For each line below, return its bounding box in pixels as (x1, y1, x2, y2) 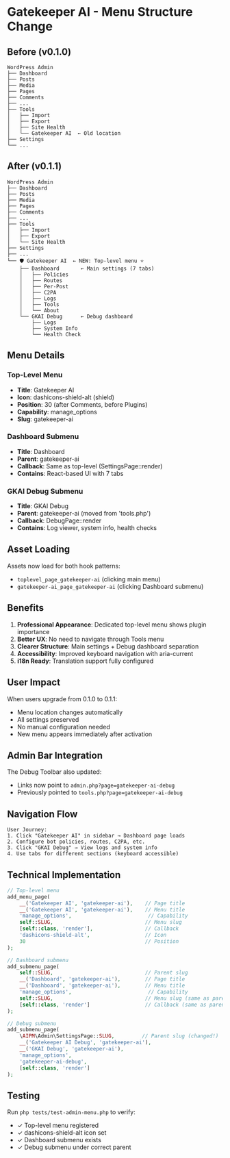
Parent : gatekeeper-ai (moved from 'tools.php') (16, 509, 151, 518)
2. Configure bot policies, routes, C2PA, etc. (7, 838, 146, 846)
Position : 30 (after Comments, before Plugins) (16, 400, 148, 408)
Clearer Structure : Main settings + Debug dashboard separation (16, 642, 199, 651)
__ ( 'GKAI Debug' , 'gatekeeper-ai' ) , (19, 1046, 125, 1053)
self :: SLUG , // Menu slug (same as (19, 994, 210, 1002)
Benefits (7, 602, 44, 614)
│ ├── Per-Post (19, 283, 69, 290)
